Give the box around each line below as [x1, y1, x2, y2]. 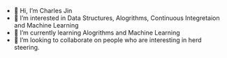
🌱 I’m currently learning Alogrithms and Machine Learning [13, 28, 180, 37]
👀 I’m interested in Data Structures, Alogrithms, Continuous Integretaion [13, 14, 220, 22]
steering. [13, 43, 40, 51]
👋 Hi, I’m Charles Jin [13, 7, 73, 14]
